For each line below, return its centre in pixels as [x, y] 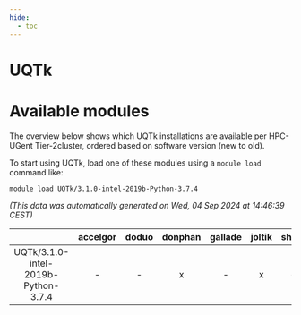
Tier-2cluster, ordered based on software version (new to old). [150, 145]
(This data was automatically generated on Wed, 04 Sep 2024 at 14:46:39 [147, 205]
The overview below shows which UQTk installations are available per [138, 136]
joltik [262, 236]
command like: [36, 172]
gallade [225, 236]
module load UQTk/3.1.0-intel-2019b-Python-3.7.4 [104, 189]
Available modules [79, 111]
